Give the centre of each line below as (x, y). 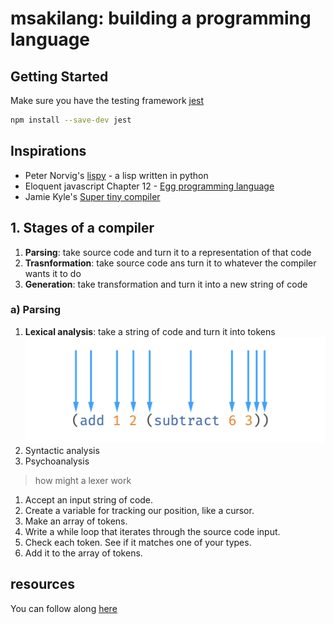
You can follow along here (64, 608)
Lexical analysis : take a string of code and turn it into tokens (150, 331)
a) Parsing (36, 310)
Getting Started (59, 76)
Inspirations (48, 151)
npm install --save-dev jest (71, 120)
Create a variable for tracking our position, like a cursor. (139, 511)
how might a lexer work (83, 481)
